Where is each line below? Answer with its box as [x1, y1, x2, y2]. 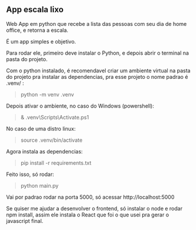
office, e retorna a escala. [6, 26, 69, 34]
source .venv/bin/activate [20, 136, 83, 144]
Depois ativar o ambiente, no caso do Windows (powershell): [6, 102, 155, 109]
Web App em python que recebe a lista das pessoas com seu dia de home [6, 20, 187, 27]
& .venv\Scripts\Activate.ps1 [20, 114, 89, 121]
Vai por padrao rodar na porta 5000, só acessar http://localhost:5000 [6, 194, 175, 201]
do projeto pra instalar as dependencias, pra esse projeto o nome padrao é [6, 73, 188, 80]
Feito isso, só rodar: [6, 171, 54, 178]
